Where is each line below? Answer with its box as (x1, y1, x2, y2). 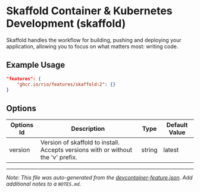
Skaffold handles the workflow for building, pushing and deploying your (6, 36, 182, 43)
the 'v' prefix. (40, 153, 77, 162)
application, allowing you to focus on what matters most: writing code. (6, 43, 179, 50)
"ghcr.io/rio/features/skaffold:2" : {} (17, 81, 116, 87)
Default (166, 121, 188, 129)
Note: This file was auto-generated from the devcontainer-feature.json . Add (6, 174, 193, 181)
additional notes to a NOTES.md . (6, 180, 82, 188)
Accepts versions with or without (40, 146, 133, 154)
